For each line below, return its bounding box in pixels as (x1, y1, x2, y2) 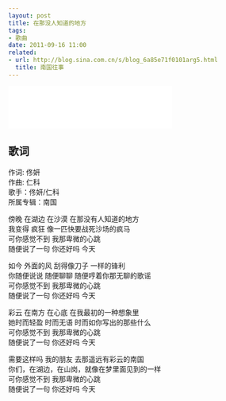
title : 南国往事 (15, 64, 65, 72)
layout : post (8, 11, 52, 20)
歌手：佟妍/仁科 (8, 187, 60, 197)
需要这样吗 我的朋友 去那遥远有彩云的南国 (8, 354, 144, 364)
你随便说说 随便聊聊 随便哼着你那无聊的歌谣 (8, 271, 151, 280)
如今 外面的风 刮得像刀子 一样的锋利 (8, 260, 125, 271)
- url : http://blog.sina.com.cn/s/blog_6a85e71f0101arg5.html (8, 56, 218, 64)
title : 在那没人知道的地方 (8, 19, 87, 27)
